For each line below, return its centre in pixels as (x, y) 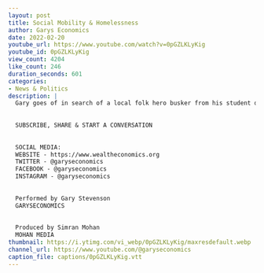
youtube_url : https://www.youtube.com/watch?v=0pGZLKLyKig (107, 45)
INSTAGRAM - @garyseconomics (63, 177)
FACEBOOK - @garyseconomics (61, 169)
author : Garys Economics (49, 30)
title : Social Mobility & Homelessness (73, 23)
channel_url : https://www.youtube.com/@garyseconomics (100, 249)
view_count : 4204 (37, 60)
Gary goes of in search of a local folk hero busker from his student (133, 103)
